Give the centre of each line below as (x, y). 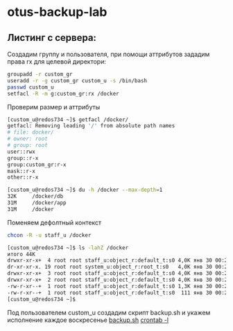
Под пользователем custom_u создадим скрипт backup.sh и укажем (109, 312)
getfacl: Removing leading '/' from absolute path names (91, 126)
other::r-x (23, 177)
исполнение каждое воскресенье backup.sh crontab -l (88, 320)
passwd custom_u (31, 87)
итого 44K (21, 254)
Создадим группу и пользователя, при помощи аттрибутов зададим (109, 54)
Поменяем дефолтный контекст (54, 222)
